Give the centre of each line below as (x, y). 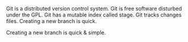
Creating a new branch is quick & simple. (56, 33)
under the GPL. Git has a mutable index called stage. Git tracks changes (94, 15)
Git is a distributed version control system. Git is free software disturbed (94, 9)
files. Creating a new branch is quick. (51, 21)
